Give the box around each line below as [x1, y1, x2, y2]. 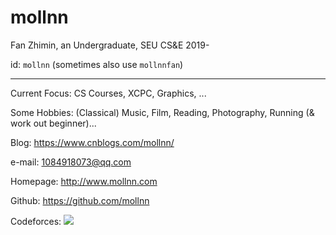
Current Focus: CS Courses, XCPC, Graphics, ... [10, 87, 207, 99]
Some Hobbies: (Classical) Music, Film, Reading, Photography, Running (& [10, 106, 315, 118]
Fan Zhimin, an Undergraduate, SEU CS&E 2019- [10, 39, 210, 51]
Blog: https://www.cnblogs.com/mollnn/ [10, 136, 175, 148]
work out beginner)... [10, 117, 97, 129]
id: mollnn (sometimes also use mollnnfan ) [10, 58, 184, 70]
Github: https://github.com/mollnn [10, 194, 150, 206]
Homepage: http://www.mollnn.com [10, 175, 158, 187]
